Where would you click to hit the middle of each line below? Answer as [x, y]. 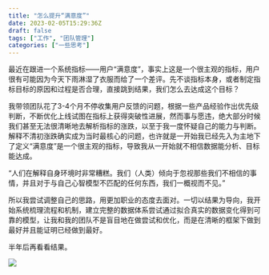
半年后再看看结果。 [40, 247]
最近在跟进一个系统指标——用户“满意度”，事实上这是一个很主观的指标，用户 [134, 70]
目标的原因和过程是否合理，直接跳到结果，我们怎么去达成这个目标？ [127, 90]
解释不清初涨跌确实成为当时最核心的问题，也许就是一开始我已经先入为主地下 [134, 136]
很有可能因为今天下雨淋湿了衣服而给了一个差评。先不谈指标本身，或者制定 [131, 79]
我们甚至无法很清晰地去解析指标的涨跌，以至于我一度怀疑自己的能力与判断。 [134, 126]
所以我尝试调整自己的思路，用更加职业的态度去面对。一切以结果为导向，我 [131, 200]
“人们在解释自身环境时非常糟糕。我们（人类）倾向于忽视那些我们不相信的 [129, 173]
